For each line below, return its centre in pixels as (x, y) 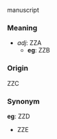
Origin (18, 68)
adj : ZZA (29, 43)
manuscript (23, 10)
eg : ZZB (38, 50)
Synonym (23, 101)
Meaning (22, 28)
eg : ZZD (19, 116)
